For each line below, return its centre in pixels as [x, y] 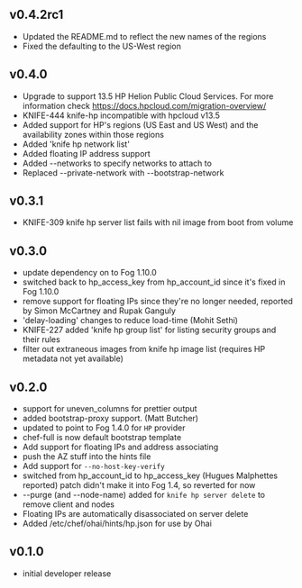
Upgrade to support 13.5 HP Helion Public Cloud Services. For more [148, 96]
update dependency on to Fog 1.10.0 [90, 273]
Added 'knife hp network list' [76, 144]
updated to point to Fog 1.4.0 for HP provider [104, 428]
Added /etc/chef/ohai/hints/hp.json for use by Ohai [117, 524]
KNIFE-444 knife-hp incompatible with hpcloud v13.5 [121, 115]
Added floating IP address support [86, 153]
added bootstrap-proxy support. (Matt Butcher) [110, 419]
